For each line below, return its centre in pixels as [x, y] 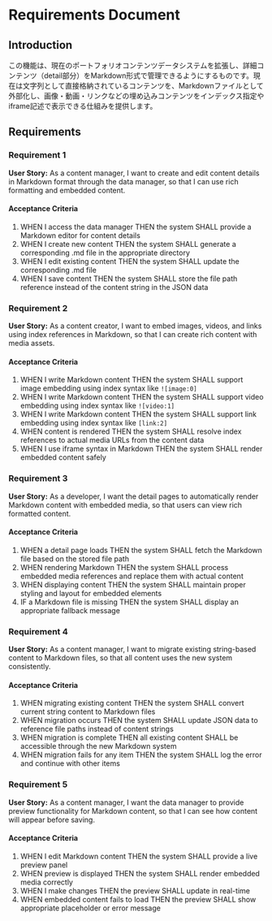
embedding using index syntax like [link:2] [94, 423]
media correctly [46, 882]
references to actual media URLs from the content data [112, 440]
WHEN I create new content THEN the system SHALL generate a [128, 244]
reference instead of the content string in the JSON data [114, 287]
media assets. [32, 344]
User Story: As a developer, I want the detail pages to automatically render [134, 496]
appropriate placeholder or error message [90, 908]
